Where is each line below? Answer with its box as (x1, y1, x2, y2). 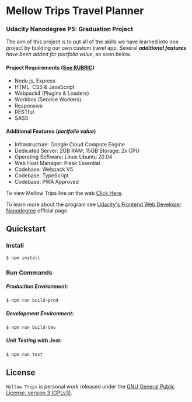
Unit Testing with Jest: (6, 337, 62, 344)
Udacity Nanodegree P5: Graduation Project (6, 25, 133, 33)
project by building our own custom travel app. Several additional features (6, 44, 187, 51)
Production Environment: (6, 283, 68, 290)
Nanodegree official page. (6, 207, 69, 214)
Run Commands (6, 268, 53, 276)
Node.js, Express (14, 77, 55, 84)
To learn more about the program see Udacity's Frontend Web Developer (6, 201, 182, 208)
